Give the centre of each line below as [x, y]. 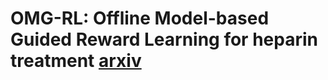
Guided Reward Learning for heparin [164, 39]
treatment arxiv [76, 61]
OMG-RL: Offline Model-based [140, 18]
